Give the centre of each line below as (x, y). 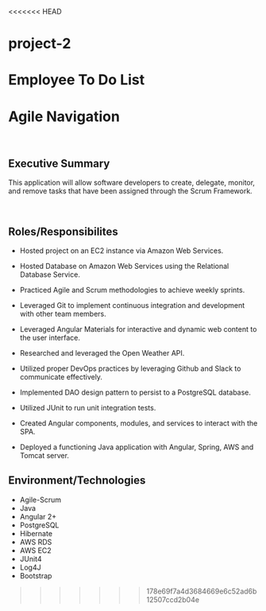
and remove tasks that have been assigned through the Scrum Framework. (130, 191)
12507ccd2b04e (173, 599)
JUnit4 (31, 558)
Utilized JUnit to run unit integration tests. (88, 407)
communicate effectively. (61, 376)
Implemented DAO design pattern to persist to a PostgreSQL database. (135, 392)
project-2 (40, 44)
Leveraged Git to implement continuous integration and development (132, 305)
